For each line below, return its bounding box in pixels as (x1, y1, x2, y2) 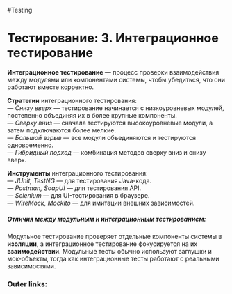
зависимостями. (7, 261, 56, 270)
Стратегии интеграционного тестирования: (7, 96, 138, 105)
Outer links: (7, 279, 48, 288)
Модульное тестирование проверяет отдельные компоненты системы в (7, 232, 222, 240)
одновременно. (7, 141, 54, 149)
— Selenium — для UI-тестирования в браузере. (7, 191, 150, 199)
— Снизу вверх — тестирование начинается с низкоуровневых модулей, (7, 104, 224, 112)
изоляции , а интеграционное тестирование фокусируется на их (7, 240, 198, 248)
